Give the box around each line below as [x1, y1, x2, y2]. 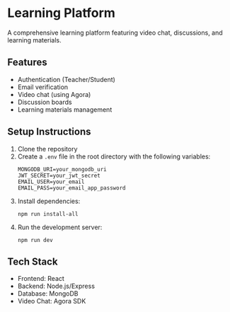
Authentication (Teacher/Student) [17, 75, 115, 83]
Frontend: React [17, 275, 65, 283]
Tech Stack [7, 255, 58, 267]
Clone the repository [17, 144, 78, 153]
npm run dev [17, 236, 53, 243]
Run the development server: [17, 223, 103, 231]
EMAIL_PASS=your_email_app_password [17, 184, 126, 192]
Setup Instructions [7, 126, 91, 138]
